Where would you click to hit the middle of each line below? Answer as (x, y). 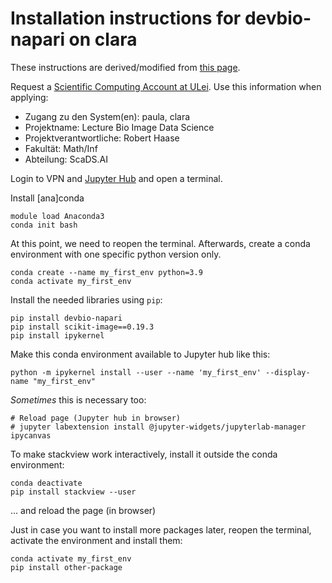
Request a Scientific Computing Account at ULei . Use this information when (166, 86)
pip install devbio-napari (66, 318)
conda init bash (44, 225)
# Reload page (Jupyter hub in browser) (96, 418)
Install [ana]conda (47, 198)
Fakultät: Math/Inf (61, 148)
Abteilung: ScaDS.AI (66, 159)
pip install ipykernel (57, 335)
